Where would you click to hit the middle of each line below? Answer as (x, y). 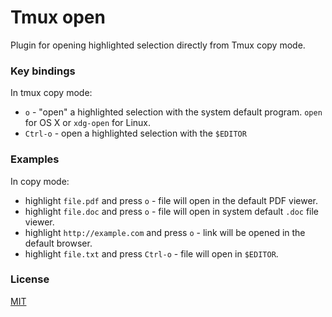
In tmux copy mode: (51, 93)
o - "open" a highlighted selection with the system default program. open (173, 112)
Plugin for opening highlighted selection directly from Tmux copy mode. (158, 45)
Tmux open (58, 17)
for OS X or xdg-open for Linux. (88, 123)
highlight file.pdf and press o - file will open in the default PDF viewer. (171, 200)
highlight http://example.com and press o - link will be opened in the (165, 232)
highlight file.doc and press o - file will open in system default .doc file (172, 211)
